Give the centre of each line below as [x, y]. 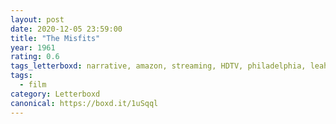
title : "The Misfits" [55, 38]
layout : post [37, 19]
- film [33, 85]
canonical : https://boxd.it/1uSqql [84, 103]
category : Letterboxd [55, 94]
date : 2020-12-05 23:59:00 [66, 29]
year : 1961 [33, 47]
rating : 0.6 [35, 57]
